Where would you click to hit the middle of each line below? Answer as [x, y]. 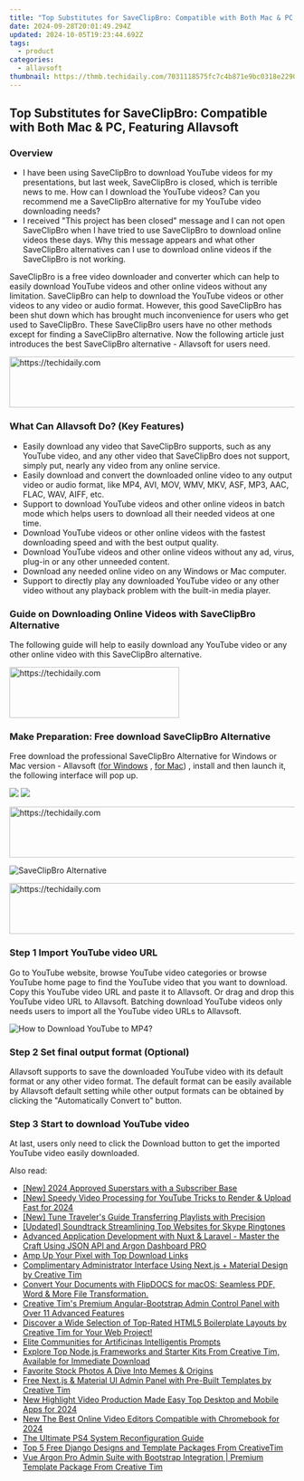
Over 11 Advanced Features [73, 1314]
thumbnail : [30, 77]
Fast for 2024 [48, 1208]
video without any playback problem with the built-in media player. [147, 590]
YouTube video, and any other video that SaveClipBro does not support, [156, 456]
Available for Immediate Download [86, 1362]
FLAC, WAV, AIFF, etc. [63, 494]
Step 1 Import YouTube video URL [84, 953]
